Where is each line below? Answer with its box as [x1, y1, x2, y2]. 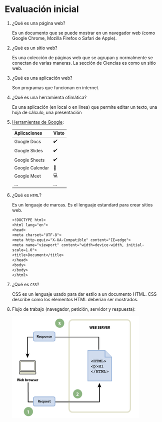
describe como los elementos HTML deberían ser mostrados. [11, 297, 138, 303]
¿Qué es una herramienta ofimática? [11, 94, 87, 100]
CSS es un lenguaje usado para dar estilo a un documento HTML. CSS [11, 291, 157, 297]
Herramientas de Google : [11, 119, 64, 125]
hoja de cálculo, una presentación [11, 109, 82, 115]
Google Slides [14, 148, 43, 154]
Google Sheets [14, 157, 45, 163]
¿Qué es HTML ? [11, 192, 42, 198]
